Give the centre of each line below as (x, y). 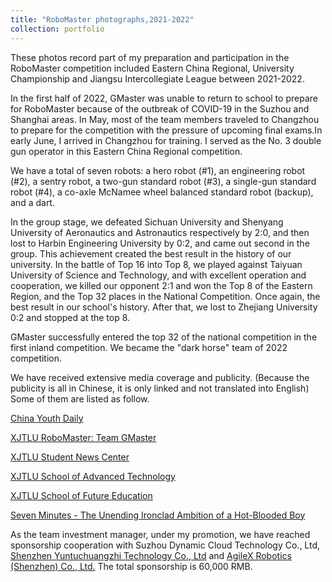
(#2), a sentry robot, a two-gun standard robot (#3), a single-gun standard (163, 181)
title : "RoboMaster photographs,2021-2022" (102, 19)
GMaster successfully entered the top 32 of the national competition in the (164, 337)
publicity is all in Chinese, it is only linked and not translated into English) (160, 388)
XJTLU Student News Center (70, 457)
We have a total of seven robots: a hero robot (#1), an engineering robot (158, 170)
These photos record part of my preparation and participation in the (150, 57)
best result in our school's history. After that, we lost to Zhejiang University (164, 307)
